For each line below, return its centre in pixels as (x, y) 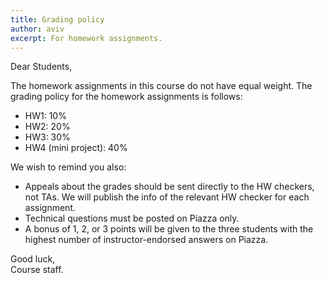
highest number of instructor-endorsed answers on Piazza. (146, 240)
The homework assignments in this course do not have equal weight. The (161, 86)
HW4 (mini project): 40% (76, 148)
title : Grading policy (57, 19)
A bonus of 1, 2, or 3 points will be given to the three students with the (169, 229)
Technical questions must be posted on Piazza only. (132, 218)
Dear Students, (41, 67)
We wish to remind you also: (68, 167)
